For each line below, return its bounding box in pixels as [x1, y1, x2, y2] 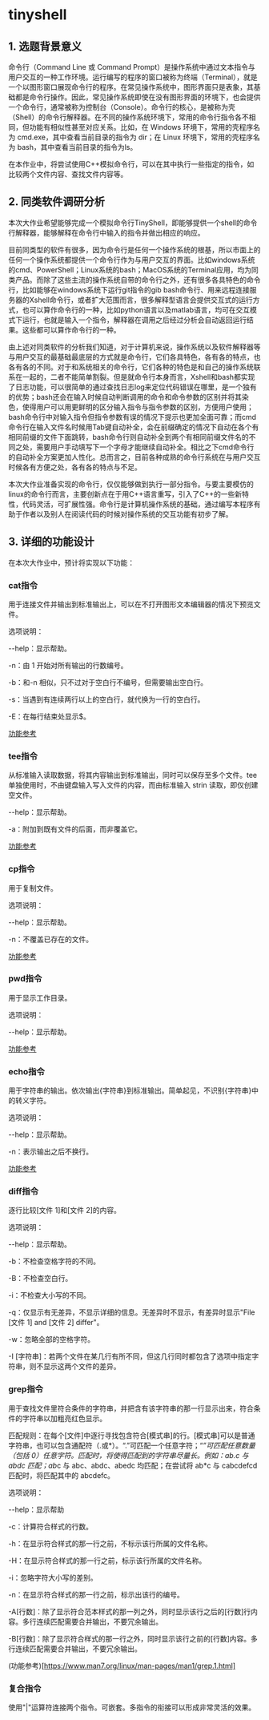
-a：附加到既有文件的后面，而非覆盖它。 [8, 824, 143, 834]
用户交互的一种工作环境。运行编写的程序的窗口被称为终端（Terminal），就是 [8, 72, 258, 82]
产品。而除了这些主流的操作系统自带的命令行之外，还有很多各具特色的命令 [14, 275, 261, 284]
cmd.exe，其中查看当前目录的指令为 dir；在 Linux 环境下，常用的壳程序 [17, 132, 254, 142]
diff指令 [8, 1186, 38, 1197]
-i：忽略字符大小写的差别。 [8, 1573, 98, 1582]
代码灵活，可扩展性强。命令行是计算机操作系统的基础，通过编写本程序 [22, 499, 254, 509]
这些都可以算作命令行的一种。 [22, 324, 121, 334]
